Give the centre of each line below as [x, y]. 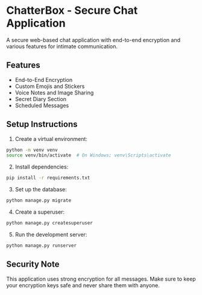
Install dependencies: [42, 167]
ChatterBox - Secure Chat [72, 11]
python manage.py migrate [39, 200]
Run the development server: [51, 234]
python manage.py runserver [42, 245]
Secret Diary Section [41, 99]
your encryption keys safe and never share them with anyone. [83, 285]
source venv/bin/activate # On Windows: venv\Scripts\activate [89, 155]
